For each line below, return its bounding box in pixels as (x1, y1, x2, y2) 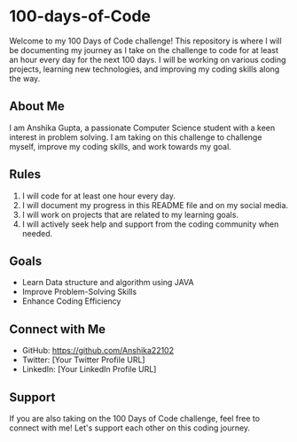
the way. (9, 73, 41, 83)
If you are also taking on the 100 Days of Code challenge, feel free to (9, 414, 260, 423)
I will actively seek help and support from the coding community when (21, 219, 279, 229)
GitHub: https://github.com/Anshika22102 (21, 345, 175, 356)
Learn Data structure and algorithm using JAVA (21, 277, 194, 288)
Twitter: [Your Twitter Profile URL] (21, 354, 145, 365)
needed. (21, 228, 53, 238)
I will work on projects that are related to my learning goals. (21, 209, 239, 220)
